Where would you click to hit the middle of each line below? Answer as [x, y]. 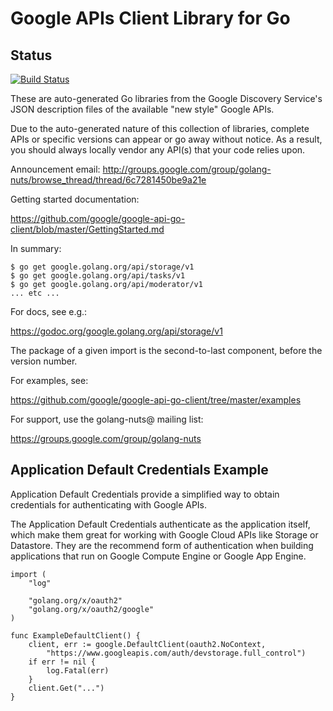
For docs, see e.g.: [49, 311]
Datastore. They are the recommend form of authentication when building [162, 545]
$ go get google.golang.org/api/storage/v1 [102, 267]
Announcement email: [55, 169]
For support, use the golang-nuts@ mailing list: [107, 419]
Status [31, 55]
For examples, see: [49, 380]
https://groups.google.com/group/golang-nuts [106, 438]
